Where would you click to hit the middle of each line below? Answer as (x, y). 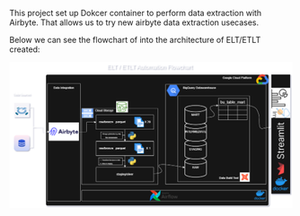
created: (25, 49)
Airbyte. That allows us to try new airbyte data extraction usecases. (134, 22)
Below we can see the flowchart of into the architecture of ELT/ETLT (135, 40)
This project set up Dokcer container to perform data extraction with (136, 13)
